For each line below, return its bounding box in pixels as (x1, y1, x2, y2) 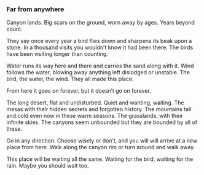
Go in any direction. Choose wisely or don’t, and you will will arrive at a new (6, 137, 198, 144)
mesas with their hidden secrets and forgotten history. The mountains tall (6, 106, 192, 113)
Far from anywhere (6, 5, 65, 14)
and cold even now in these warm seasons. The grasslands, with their (6, 112, 183, 120)
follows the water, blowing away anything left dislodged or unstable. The (6, 69, 190, 76)
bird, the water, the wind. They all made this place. (6, 76, 134, 83)
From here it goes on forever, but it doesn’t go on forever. (6, 87, 152, 95)
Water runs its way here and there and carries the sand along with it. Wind (6, 62, 194, 69)
